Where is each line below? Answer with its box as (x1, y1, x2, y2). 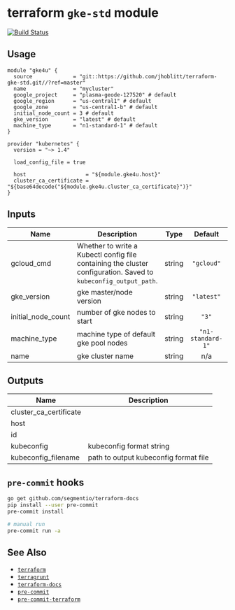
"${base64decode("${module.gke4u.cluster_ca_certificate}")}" (7, 183, 192, 190)
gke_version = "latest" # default (13, 115, 136, 123)
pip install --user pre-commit (7, 502, 99, 509)
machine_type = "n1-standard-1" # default (13, 122, 158, 129)
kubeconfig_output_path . (76, 276, 158, 285)
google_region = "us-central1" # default (13, 97, 152, 104)
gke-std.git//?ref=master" (7, 79, 86, 86)
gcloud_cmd (10, 258, 51, 268)
